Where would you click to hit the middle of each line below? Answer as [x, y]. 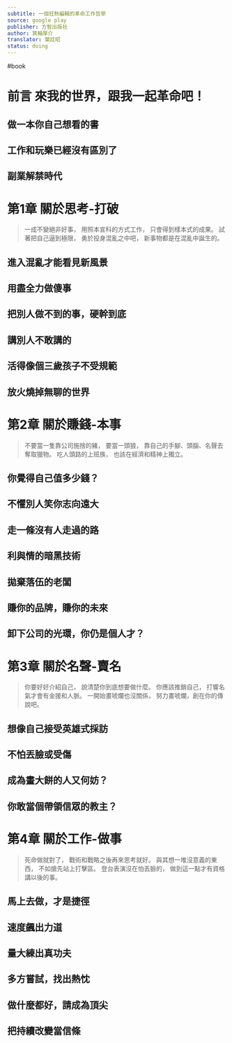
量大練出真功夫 [39, 953]
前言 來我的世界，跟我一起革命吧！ [106, 97]
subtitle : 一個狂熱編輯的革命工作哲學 [57, 14]
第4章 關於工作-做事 [64, 839]
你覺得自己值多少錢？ [53, 478]
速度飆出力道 [35, 927]
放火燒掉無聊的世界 [48, 392]
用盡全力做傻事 [39, 288]
